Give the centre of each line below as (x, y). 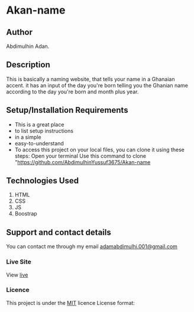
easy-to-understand (39, 143)
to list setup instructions (44, 131)
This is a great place (39, 124)
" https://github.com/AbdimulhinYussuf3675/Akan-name (83, 162)
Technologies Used (42, 181)
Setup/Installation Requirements (67, 110)
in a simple (28, 137)
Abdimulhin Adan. (28, 46)
